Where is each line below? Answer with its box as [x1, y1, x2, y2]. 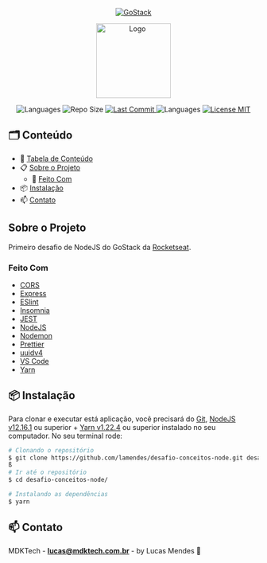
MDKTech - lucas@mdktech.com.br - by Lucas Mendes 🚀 [8, 545, 201, 555]
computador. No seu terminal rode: [8, 431, 123, 440]
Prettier [19, 339, 44, 349]
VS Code [19, 356, 49, 366]
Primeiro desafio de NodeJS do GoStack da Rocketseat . [8, 242, 192, 252]
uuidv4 [19, 347, 44, 358]
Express [19, 288, 47, 298]
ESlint [19, 297, 39, 307]
